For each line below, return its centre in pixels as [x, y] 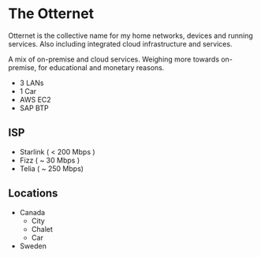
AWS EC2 [35, 99]
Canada [32, 212]
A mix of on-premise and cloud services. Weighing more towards [114, 59]
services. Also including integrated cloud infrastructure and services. [120, 43]
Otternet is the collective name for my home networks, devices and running [131, 35]
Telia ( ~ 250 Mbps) [52, 168]
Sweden [33, 246]
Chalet [42, 229]
